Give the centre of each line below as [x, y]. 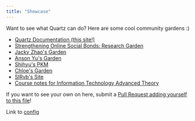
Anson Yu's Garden [38, 58]
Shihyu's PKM [31, 64]
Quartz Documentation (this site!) [55, 39]
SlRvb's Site [29, 77]
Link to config [23, 112]
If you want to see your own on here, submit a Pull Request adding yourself [97, 94]
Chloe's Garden [33, 70]
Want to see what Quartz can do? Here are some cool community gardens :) [98, 28]
